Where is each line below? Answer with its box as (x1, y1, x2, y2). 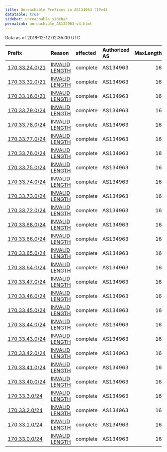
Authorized (102, 47, 130, 54)
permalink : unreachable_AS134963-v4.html (5, 21, 92, 26)
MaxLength (134, 50, 162, 57)
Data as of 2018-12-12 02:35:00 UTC (5, 35, 81, 41)
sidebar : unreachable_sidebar (5, 16, 68, 21)
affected (75, 50, 96, 57)
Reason (50, 50, 69, 57)
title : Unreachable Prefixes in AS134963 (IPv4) (5, 7, 108, 12)
